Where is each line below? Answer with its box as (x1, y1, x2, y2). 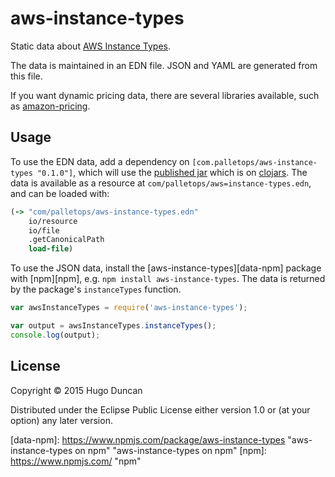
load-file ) (28, 244, 74, 254)
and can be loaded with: (10, 187, 110, 199)
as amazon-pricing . (10, 100, 91, 112)
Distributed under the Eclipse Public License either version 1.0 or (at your (10, 403, 311, 416)
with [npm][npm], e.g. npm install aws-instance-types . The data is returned (10, 273, 326, 285)
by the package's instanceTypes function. (10, 283, 182, 296)
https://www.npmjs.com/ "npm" (10, 455, 142, 467)
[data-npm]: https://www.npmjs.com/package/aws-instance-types (10, 433, 286, 446)
